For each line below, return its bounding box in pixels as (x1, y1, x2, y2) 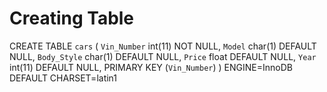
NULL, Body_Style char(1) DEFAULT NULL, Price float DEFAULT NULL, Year (9, 50, 317, 62)
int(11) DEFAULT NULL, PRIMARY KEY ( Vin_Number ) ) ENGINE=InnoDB (9, 61, 293, 73)
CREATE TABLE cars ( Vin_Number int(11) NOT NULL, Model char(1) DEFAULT (9, 40, 317, 52)
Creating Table (9, 7, 135, 30)
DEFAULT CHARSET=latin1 (9, 72, 118, 84)
